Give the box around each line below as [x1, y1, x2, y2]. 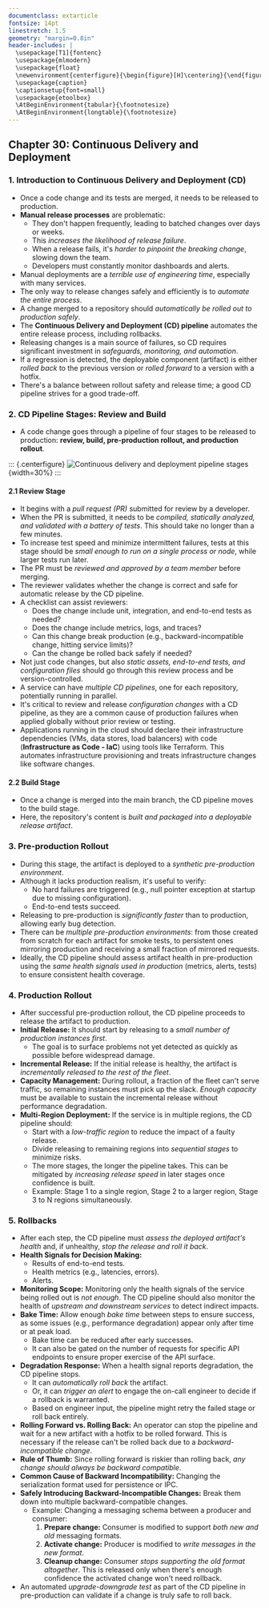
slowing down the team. [31, 252, 111, 262]
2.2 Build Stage [8, 778, 61, 787]
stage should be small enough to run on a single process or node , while [19, 546, 257, 557]
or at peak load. [19, 1327, 72, 1337]
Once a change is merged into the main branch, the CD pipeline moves [19, 795, 254, 805]
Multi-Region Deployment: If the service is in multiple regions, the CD [19, 1110, 252, 1120]
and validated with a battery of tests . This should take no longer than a [19, 521, 255, 531]
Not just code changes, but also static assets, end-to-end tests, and [19, 657, 246, 667]
